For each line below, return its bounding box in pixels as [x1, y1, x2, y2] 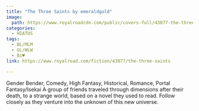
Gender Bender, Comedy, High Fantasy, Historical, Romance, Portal [6, 79, 171, 86]
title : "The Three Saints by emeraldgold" [6, 8, 113, 15]
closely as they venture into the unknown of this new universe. [6, 98, 159, 105]
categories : [6, 25, 36, 31]
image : [6, 14, 23, 20]
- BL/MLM [11, 42, 33, 48]
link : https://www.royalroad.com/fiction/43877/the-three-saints [6, 58, 171, 64]
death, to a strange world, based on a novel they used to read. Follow [6, 92, 175, 99]
